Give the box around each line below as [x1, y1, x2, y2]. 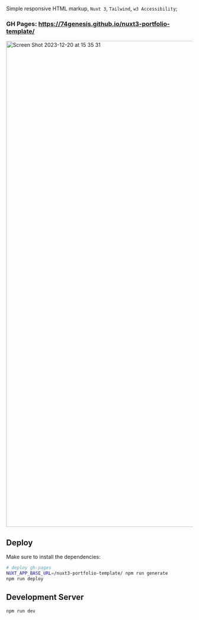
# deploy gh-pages [6, 565, 52, 571]
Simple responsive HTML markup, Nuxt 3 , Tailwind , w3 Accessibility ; [6, 5, 178, 12]
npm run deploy [6, 576, 44, 581]
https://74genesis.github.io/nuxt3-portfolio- [38, 20, 170, 28]
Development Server [6, 592, 84, 602]
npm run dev [6, 608, 36, 614]
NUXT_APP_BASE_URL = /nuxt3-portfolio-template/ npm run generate [6, 570, 168, 576]
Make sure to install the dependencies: [6, 554, 101, 561]
